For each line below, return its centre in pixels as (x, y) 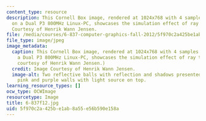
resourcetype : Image (33, 97)
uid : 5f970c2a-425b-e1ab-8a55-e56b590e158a (63, 108)
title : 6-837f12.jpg (33, 103)
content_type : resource (37, 12)
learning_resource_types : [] (44, 86)
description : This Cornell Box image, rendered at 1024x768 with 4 (94, 18)
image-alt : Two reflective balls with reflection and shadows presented (107, 75)
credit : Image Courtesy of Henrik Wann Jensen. (74, 69)
